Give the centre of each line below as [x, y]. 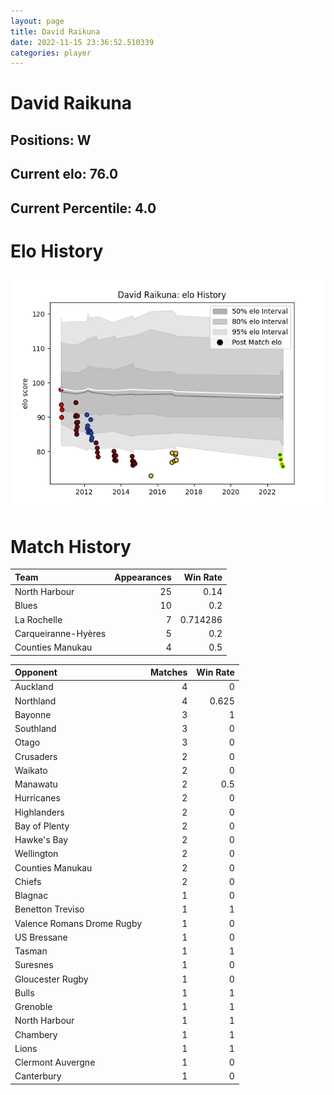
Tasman [31, 951]
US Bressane [41, 937]
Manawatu [36, 784]
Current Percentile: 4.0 [83, 208]
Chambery [36, 1034]
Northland [35, 701]
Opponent [36, 672]
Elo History [57, 251]
